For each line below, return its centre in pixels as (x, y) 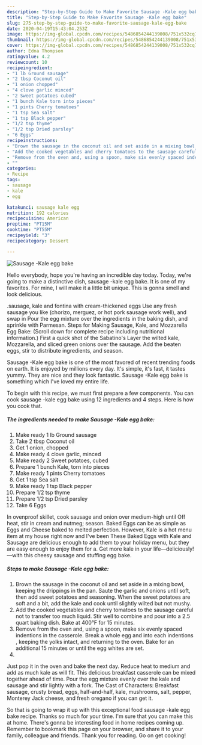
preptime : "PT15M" (30, 224)
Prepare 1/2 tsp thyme (43, 492)
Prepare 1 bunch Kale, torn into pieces (63, 466)
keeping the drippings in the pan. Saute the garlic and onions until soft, (103, 590)
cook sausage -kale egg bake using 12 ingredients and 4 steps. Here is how (100, 399)
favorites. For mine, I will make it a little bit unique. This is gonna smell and (98, 288)
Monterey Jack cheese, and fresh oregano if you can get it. (80, 698)
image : (15, 34)
